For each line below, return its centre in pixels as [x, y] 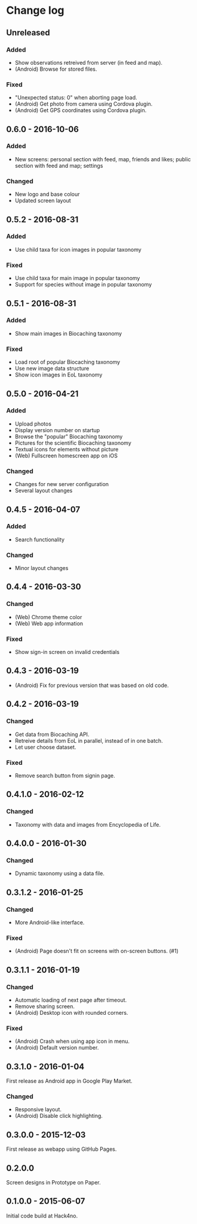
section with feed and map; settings [59, 165]
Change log [35, 10]
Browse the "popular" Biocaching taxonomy [69, 436]
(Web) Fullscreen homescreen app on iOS [66, 456]
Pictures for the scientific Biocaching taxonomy [73, 443]
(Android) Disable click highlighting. [59, 1116]
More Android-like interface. [50, 922]
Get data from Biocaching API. [52, 734]
